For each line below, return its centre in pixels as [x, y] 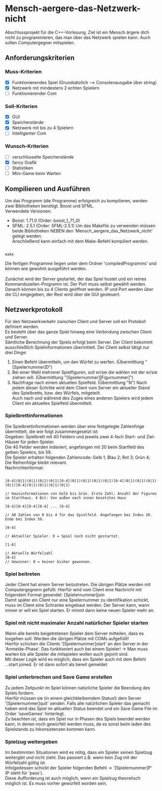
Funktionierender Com [34, 93]
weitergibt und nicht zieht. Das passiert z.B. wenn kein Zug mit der [71, 757]
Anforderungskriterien [40, 58]
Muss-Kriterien [23, 72]
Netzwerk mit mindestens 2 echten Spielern [56, 88]
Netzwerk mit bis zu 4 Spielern [43, 128]
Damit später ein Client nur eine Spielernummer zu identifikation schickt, [77, 600]
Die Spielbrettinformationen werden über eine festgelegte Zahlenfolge [75, 426]
